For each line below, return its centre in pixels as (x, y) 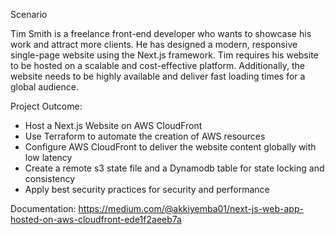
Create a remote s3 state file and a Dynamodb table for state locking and (174, 168)
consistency (50, 178)
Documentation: (43, 208)
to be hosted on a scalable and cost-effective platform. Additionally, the (158, 65)
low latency (48, 157)
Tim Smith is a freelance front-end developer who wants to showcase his (161, 33)
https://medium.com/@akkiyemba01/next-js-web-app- (191, 208)
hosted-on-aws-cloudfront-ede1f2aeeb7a (96, 219)
